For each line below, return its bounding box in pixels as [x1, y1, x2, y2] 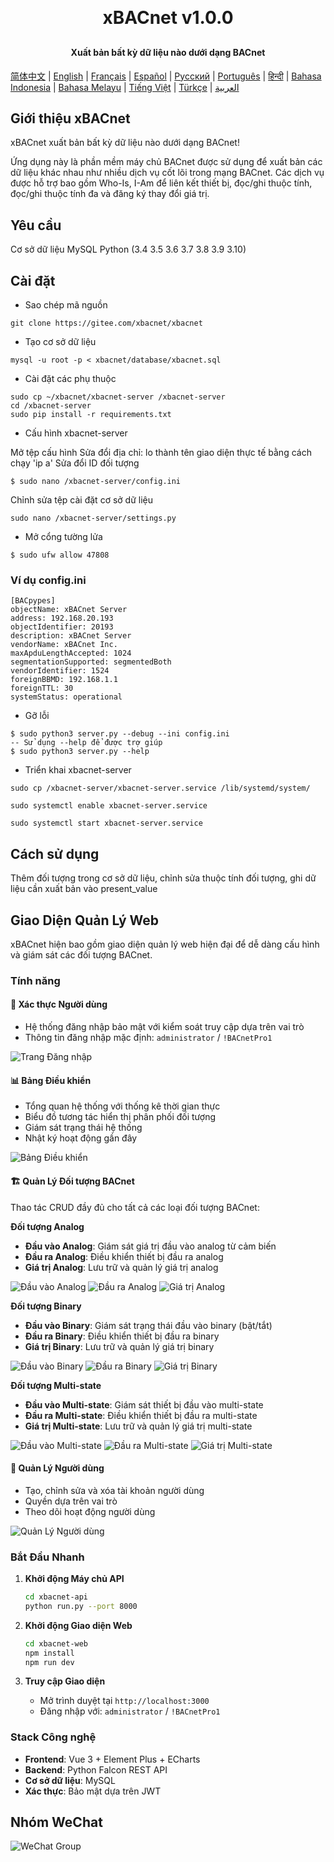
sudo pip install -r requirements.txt [10, 410, 172, 420]
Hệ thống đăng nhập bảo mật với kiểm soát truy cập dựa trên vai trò [24, 1021, 305, 1033]
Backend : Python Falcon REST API [24, 1763, 168, 1776]
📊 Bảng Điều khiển [10, 1074, 92, 1086]
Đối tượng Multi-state [10, 1379, 102, 1391]
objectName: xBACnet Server [10, 605, 128, 615]
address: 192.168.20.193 [10, 613, 114, 624]
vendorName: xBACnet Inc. [10, 640, 118, 650]
